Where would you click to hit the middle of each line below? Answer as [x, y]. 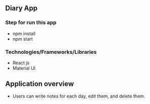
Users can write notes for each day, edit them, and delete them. [79, 96]
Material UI [24, 68]
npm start [22, 39]
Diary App [21, 8]
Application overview [40, 84]
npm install [24, 33]
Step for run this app [31, 23]
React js [21, 63]
